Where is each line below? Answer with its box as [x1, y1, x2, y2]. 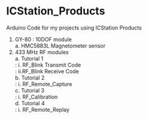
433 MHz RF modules [14, 48, 69, 55]
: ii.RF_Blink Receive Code [14, 67, 79, 75]
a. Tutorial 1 [14, 55, 44, 62]
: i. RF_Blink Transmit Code [14, 61, 81, 69]
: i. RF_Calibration [14, 93, 58, 100]
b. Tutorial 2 [14, 74, 45, 81]
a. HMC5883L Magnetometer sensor [14, 42, 106, 49]
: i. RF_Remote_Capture [14, 80, 73, 88]
